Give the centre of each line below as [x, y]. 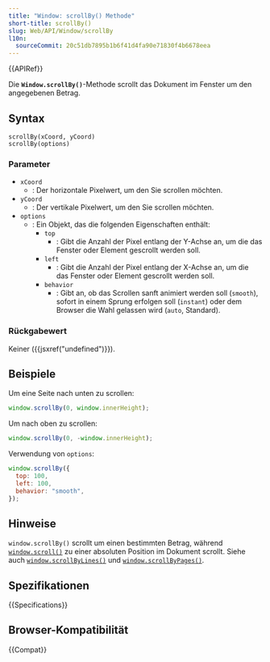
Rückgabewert [37, 331]
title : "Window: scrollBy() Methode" [72, 16]
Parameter [29, 164]
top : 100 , [32, 476]
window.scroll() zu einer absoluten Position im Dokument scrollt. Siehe [127, 552]
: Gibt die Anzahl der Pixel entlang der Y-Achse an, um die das [159, 242]
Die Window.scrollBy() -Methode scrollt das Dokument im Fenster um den [130, 85]
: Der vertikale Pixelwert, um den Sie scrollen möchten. [123, 207]
